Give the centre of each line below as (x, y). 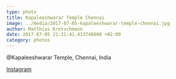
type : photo (21, 12)
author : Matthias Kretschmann (45, 29)
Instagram (19, 69)
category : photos (28, 40)
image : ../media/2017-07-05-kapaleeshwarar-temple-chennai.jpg (88, 23)
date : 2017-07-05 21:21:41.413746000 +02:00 (64, 35)
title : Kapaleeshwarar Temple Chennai (55, 18)
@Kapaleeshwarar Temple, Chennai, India (59, 57)
